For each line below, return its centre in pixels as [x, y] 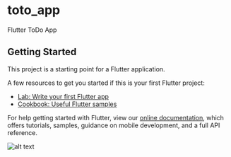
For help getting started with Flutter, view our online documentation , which [116, 117]
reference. [22, 132]
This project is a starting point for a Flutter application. [86, 69]
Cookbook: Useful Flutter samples [67, 104]
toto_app [34, 10]
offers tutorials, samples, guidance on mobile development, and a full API [114, 125]
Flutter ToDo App [32, 30]
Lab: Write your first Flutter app [63, 96]
